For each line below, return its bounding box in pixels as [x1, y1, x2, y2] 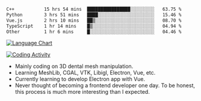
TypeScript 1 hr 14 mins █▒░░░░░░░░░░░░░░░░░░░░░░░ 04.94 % [6, 23, 182, 29]
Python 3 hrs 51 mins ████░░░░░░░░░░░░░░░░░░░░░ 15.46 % [6, 11, 182, 18]
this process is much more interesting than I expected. [14, 88, 150, 96]
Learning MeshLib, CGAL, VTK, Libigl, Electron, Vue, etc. [14, 69, 156, 76]
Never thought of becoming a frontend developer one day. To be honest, [14, 82, 196, 89]
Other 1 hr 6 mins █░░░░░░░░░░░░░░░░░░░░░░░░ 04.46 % [6, 28, 182, 35]
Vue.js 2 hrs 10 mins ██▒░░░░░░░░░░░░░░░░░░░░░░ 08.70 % [6, 17, 182, 23]
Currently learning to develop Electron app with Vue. [14, 76, 146, 83]
